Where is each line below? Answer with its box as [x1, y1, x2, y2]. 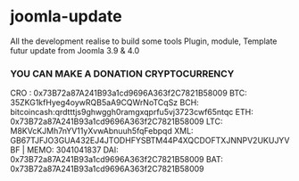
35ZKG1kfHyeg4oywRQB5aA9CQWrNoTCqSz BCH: [10, 97, 199, 108]
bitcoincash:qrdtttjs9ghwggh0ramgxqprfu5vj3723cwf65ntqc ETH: [10, 107, 253, 118]
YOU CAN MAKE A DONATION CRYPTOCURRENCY [10, 67, 235, 79]
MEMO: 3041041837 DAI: [26, 144, 119, 155]
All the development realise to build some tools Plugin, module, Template [10, 36, 278, 46]
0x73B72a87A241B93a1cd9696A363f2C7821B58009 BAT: [10, 154, 224, 165]
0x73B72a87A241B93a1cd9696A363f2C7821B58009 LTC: [10, 116, 223, 127]
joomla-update [10, 6, 123, 27]
